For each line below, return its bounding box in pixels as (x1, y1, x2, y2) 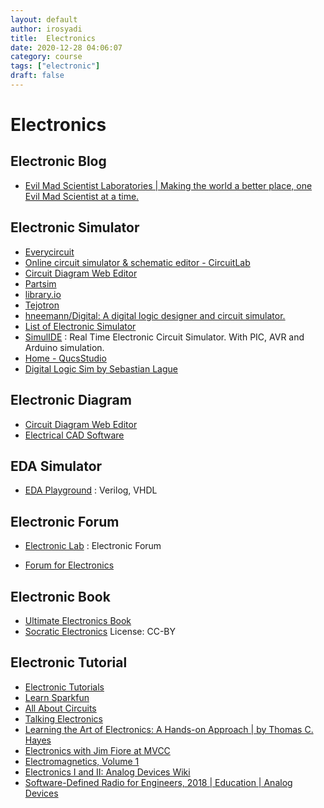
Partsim (24, 277, 57, 290)
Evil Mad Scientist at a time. (24, 190, 140, 202)
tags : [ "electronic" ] (10, 61, 101, 71)
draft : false (10, 71, 65, 81)
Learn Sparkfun (24, 691, 90, 703)
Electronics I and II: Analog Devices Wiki (24, 766, 191, 778)
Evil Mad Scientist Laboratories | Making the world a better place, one (24, 179, 313, 191)
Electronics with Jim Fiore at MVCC (24, 744, 171, 756)
